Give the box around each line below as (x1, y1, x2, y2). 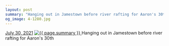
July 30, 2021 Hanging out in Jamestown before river (5, 30, 162, 36)
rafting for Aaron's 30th (5, 35, 54, 41)
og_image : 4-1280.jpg (5, 16, 51, 21)
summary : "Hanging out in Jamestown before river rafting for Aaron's (5, 12, 156, 17)
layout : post (5, 7, 33, 12)
